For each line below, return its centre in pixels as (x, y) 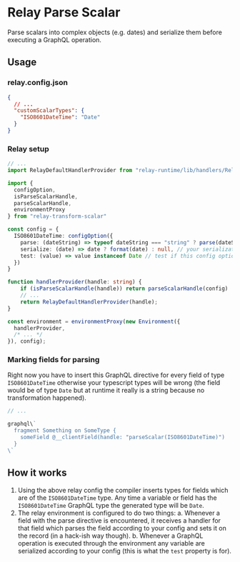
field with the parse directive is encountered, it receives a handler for (119, 520)
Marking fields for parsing (54, 360)
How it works (37, 473)
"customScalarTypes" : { (49, 111)
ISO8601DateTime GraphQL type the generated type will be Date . (111, 505)
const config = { (33, 229)
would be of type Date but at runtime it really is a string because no (106, 391)
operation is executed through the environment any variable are (111, 543)
